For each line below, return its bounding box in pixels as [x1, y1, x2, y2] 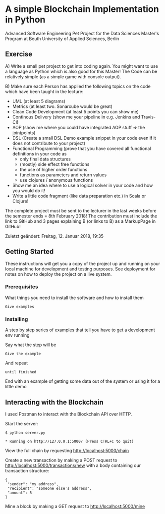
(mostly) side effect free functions [19, 161, 90, 167]
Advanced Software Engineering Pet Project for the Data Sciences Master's [5, 30, 160, 36]
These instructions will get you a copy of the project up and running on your [5, 260, 160, 266]
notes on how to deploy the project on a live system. [5, 271, 112, 277]
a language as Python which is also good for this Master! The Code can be [5, 68, 158, 74]
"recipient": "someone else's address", [7, 486, 92, 491]
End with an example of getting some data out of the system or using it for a [5, 378, 160, 384]
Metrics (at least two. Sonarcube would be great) [12, 103, 113, 109]
